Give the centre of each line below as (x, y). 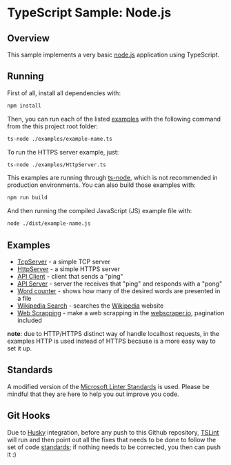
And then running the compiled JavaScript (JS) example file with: (100, 211)
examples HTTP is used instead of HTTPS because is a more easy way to (111, 341)
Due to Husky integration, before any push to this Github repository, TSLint (113, 432)
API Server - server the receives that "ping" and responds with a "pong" (120, 284)
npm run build (28, 198)
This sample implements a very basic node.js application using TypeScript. (113, 55)
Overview (29, 38)
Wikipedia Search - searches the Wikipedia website (90, 306)
